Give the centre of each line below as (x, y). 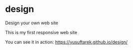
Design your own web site (32, 23)
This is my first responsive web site (41, 32)
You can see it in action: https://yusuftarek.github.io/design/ (66, 42)
